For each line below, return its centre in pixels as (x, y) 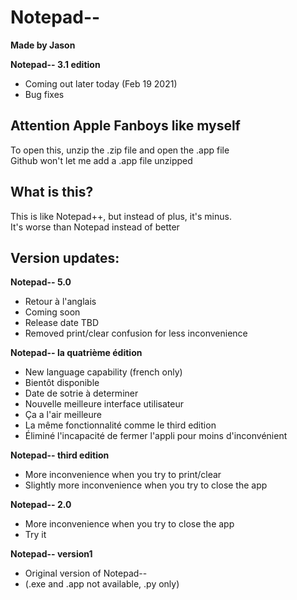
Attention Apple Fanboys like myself (125, 126)
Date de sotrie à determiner (81, 393)
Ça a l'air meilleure (63, 415)
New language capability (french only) (103, 372)
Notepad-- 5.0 (41, 282)
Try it (35, 535)
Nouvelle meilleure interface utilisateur (104, 404)
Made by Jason (43, 45)
